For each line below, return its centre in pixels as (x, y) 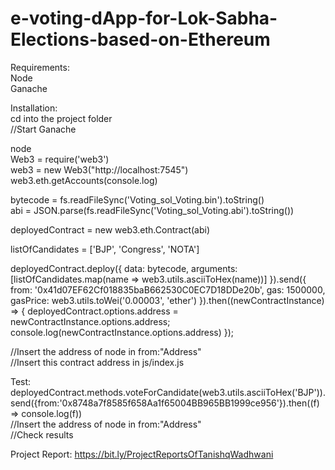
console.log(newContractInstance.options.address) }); (122, 332)
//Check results (42, 434)
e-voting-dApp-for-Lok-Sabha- (144, 18)
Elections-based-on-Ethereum (140, 39)
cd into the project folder (61, 118)
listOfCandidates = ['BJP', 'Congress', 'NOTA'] (105, 249)
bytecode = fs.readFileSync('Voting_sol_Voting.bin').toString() (137, 199)
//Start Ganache (43, 129)
